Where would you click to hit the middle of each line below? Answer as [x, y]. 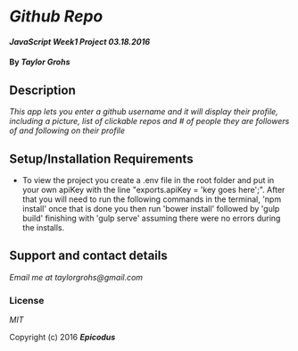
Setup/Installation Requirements [101, 159]
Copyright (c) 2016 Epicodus [62, 338]
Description [42, 90]
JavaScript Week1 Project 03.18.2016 [80, 41]
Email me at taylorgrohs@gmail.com [76, 277]
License [27, 300]
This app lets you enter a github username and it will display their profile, [144, 112]
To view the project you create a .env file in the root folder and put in [148, 180]
